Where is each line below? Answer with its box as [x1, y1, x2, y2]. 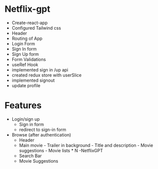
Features [4, 100, 42, 111]
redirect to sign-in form [19, 127, 66, 133]
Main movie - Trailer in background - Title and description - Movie [19, 142, 154, 148]
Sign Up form [11, 51, 39, 57]
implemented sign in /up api [11, 67, 68, 72]
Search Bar [19, 153, 42, 159]
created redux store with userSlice [11, 72, 82, 78]
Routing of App [11, 35, 43, 41]
